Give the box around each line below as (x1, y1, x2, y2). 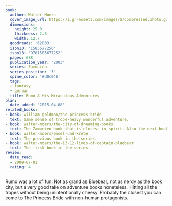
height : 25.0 (14, 27, 42, 32)
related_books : (5, 107, 38, 112)
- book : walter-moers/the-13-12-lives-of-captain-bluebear (5, 141, 134, 146)
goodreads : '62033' (10, 41, 52, 46)
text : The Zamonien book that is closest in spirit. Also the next (10, 126, 157, 131)
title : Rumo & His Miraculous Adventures (10, 93, 100, 98)
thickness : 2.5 (14, 31, 47, 36)
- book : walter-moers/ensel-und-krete (5, 131, 88, 136)
